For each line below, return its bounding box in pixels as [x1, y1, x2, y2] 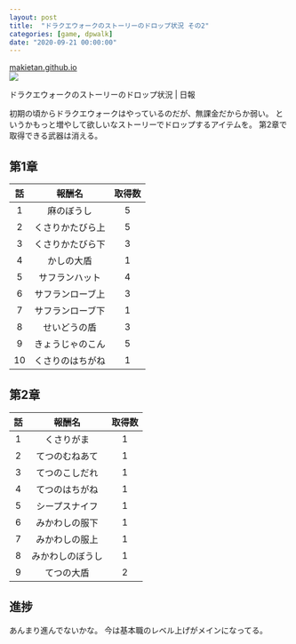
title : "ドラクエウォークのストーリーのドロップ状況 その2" [9, 21, 210, 30]
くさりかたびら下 [34, 238, 106, 250]
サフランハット [38, 272, 101, 284]
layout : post [9, 12, 58, 22]
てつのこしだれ [36, 466, 99, 479]
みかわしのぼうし [31, 550, 104, 562]
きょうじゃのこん [34, 338, 106, 351]
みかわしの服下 [36, 516, 100, 529]
